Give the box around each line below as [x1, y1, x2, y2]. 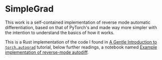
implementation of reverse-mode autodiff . [5, 49, 89, 55]
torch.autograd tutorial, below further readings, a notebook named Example [5, 44, 157, 50]
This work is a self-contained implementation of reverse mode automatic [5, 19, 151, 25]
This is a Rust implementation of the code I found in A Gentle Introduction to [5, 39, 157, 45]
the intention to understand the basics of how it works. [5, 30, 115, 35]
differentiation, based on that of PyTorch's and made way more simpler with [5, 24, 157, 30]
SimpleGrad [5, 3, 54, 15]
